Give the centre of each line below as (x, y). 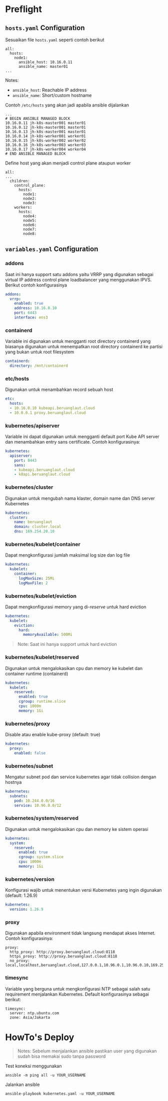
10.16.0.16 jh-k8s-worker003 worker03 (45, 145)
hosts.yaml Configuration (45, 28)
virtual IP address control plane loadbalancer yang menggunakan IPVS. (78, 280)
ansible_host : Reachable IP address (49, 90)
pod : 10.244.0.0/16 (34, 801)
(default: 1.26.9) (21, 896)
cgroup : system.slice (41, 857)
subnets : (19, 796)
